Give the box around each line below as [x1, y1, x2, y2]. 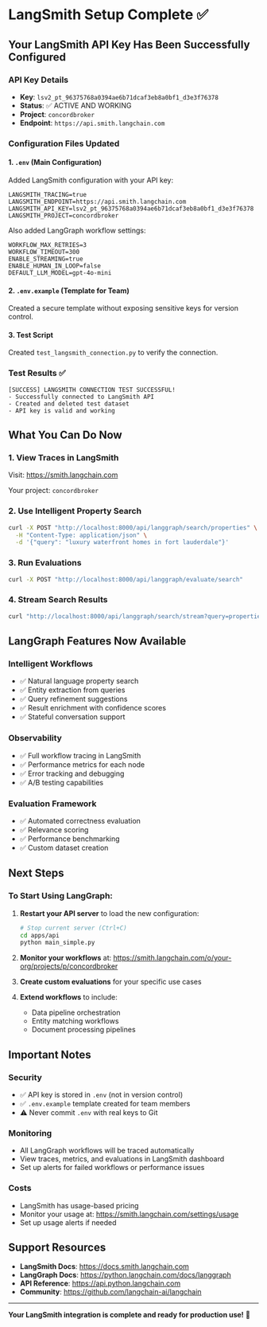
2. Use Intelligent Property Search [8, 506, 141, 517]
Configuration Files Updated [8, 138, 120, 149]
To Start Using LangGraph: [8, 891, 114, 902]
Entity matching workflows [31, 1016, 119, 1026]
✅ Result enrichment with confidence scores [19, 703, 167, 713]
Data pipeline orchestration [31, 1008, 121, 1017]
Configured [8, 50, 66, 64]
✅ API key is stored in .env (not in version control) [19, 1090, 184, 1099]
